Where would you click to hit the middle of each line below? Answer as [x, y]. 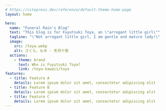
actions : [19, 55]
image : [16, 42]
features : [15, 74]
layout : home [19, 14]
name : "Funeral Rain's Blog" [40, 28]
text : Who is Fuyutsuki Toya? [49, 65]
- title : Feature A [30, 78]
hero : [11, 23]
